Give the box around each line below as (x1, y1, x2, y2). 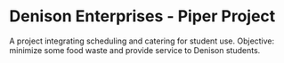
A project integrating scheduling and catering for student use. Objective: (9, 35, 275, 46)
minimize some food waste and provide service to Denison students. (9, 44, 261, 55)
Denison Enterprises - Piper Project (9, 6, 276, 27)
